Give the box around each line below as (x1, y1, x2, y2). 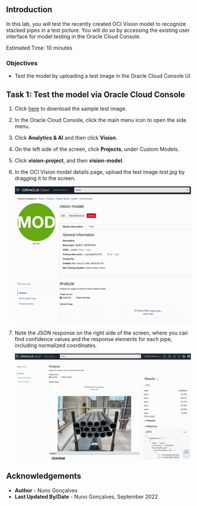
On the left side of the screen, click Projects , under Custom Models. (14, 145, 180, 153)
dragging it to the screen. (14, 174, 76, 181)
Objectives (6, 59, 38, 67)
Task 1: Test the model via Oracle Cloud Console (6, 90, 186, 100)
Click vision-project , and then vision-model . (14, 157, 124, 164)
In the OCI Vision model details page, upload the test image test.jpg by (14, 168, 185, 176)
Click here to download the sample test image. (14, 105, 127, 112)
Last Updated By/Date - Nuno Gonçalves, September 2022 (14, 493, 158, 500)
